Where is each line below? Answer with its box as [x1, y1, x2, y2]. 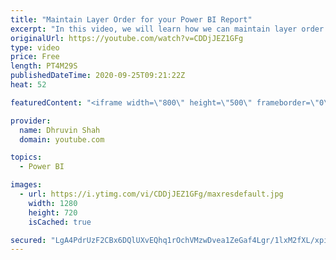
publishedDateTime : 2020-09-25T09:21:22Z [10, 71, 186, 81]
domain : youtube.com [19, 134, 105, 145]
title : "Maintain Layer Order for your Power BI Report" [10, 14, 253, 25]
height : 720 [28, 207, 78, 218]
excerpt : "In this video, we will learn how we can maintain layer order [10, 24, 325, 34]
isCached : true [28, 217, 92, 227]
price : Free [10, 52, 60, 62]
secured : [10, 235, 47, 245]
